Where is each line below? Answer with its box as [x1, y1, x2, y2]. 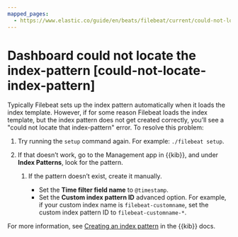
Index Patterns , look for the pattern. [17, 158, 124, 167]
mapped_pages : [7, 10, 50, 18]
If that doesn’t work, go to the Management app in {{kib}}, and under [17, 151, 218, 159]
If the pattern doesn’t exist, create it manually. [28, 172, 162, 180]
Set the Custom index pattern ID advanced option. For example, [38, 193, 227, 202]
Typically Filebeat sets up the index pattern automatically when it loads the [7, 100, 225, 110]
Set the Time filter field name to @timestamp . [38, 185, 169, 195]
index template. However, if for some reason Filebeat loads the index [7, 108, 208, 117]
